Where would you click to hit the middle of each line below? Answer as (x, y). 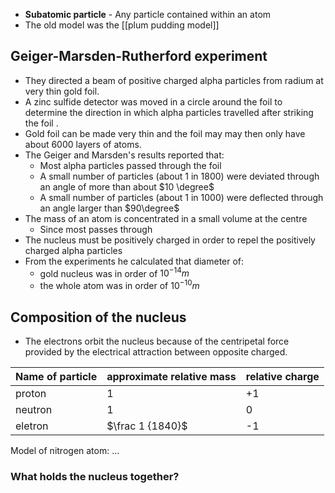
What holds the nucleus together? (95, 476)
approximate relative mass (171, 376)
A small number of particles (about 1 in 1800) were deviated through (179, 176)
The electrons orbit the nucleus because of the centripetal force (157, 341)
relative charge (282, 376)
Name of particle (56, 376)
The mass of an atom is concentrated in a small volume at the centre (166, 218)
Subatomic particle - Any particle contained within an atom (148, 14)
